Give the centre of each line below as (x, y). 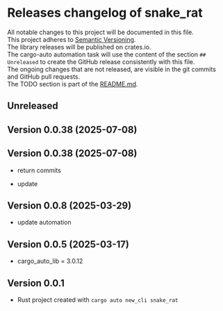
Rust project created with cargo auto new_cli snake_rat (98, 299)
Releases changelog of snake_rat (105, 13)
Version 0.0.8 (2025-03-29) (69, 205)
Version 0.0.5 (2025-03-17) (68, 244)
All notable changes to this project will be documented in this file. (101, 32)
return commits (39, 170)
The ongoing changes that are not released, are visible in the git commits (112, 69)
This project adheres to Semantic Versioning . (72, 39)
